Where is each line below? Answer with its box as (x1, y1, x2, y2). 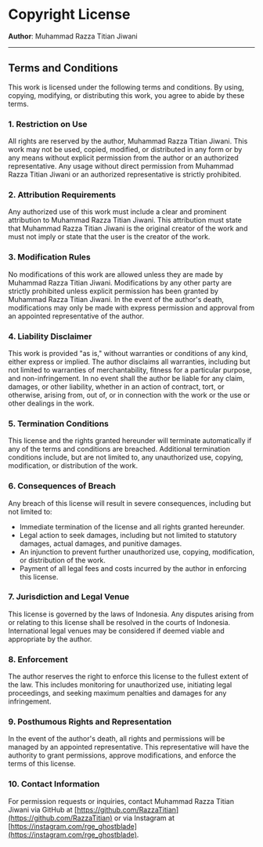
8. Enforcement (8, 653, 68, 664)
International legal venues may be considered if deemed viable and (8, 626, 225, 635)
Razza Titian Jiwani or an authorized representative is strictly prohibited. (8, 170, 242, 180)
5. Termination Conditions (8, 418, 110, 429)
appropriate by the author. (8, 634, 92, 644)
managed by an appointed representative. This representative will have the (8, 743, 250, 752)
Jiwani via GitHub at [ (8, 805, 77, 814)
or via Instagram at (113, 813, 175, 823)
